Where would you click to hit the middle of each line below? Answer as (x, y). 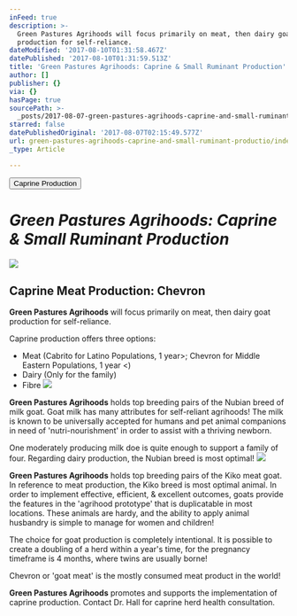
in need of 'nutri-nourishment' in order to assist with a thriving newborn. (141, 431)
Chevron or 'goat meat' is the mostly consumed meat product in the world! (145, 576)
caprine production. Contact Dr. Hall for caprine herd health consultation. (142, 603)
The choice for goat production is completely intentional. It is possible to (141, 540)
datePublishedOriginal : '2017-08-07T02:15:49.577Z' (106, 133)
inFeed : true (33, 17)
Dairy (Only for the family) (69, 375)
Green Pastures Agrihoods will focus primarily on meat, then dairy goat (140, 312)
